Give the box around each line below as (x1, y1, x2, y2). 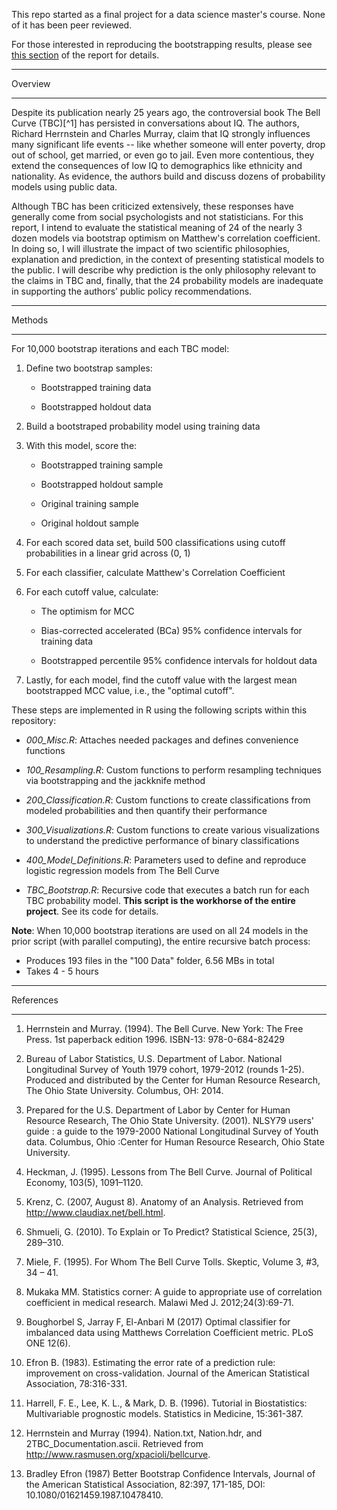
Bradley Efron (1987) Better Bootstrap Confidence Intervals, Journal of (25, 1468, 316, 1479)
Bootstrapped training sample (40, 459, 164, 471)
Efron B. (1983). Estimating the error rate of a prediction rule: (25, 1357, 276, 1368)
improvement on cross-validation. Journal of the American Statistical (25, 1367, 310, 1379)
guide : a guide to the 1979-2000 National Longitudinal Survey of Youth (25, 1125, 319, 1137)
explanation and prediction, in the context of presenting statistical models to (11, 254, 325, 265)
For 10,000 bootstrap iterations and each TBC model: (11, 343, 230, 354)
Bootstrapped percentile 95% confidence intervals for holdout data (40, 655, 318, 666)
